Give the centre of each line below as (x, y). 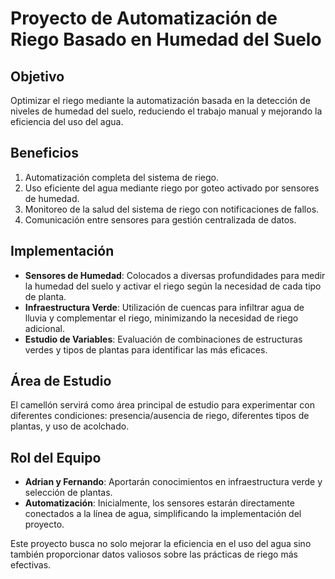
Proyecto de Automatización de (144, 18)
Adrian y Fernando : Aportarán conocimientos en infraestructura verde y (173, 482)
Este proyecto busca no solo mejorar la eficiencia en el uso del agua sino (161, 544)
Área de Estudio (61, 381)
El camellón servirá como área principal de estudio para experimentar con (162, 405)
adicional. (44, 328)
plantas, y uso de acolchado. (70, 426)
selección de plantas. (68, 493)
